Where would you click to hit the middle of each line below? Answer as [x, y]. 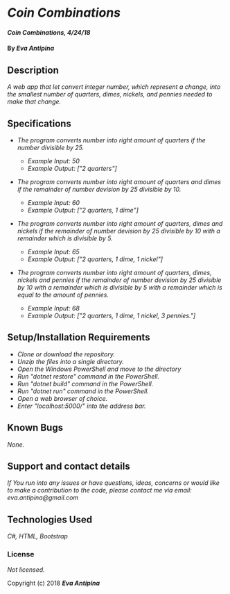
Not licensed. [26, 569]
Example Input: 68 [53, 308]
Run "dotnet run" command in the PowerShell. [83, 391]
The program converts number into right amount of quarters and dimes [119, 182]
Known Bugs [35, 428]
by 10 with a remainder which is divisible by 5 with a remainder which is [120, 287]
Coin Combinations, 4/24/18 [49, 32]
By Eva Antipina [31, 48]
